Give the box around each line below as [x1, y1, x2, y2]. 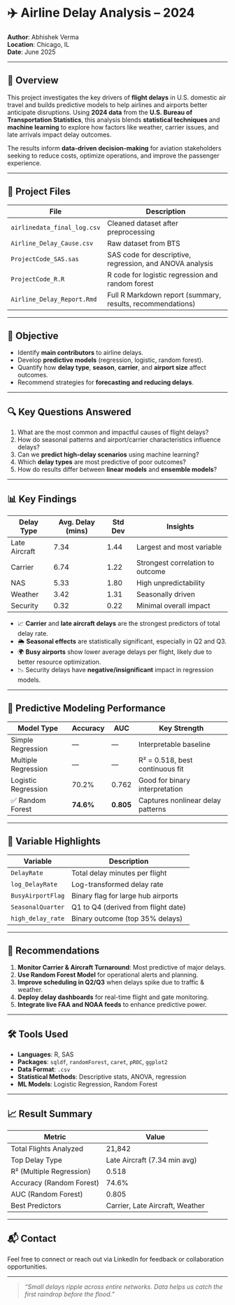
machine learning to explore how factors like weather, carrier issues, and [7, 123, 219, 131]
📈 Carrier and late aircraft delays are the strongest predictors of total [17, 620, 220, 627]
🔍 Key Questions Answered [7, 406, 131, 418]
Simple [10, 735, 34, 745]
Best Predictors [10, 1201, 62, 1210]
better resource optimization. [17, 658, 101, 666]
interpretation [138, 784, 183, 794]
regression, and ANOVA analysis [107, 258, 213, 268]
